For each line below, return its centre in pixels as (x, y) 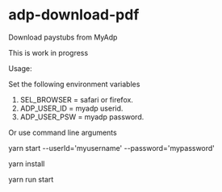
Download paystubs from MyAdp (63, 37)
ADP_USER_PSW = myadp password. (82, 117)
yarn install (27, 164)
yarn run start (31, 179)
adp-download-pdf (74, 15)
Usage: (20, 68)
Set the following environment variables (74, 84)
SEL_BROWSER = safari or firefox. (76, 99)
